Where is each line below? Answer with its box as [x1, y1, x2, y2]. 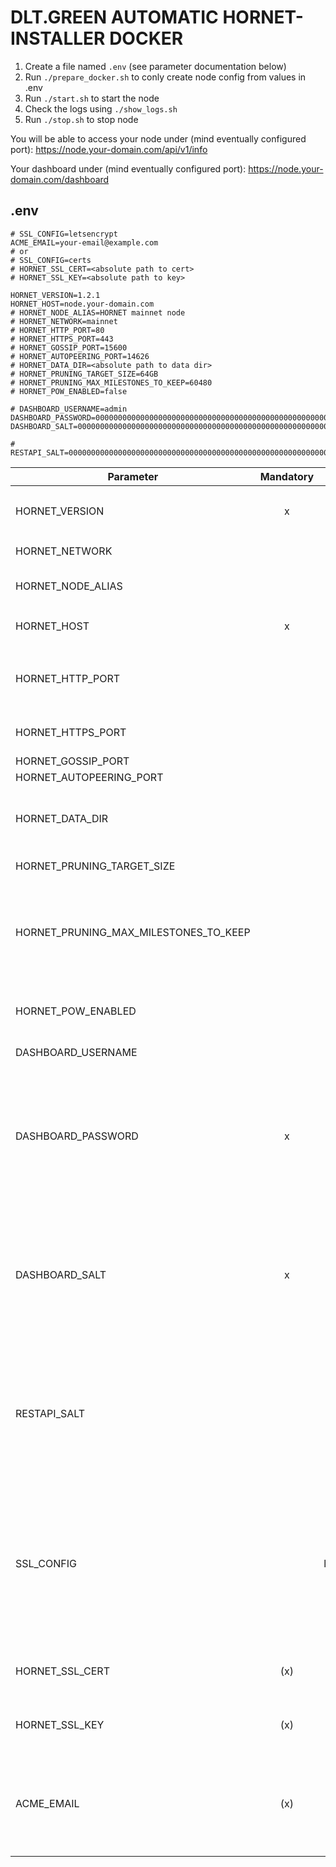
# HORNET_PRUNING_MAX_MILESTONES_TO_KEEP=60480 [10, 377, 213, 388]
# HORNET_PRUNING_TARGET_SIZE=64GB [10, 369, 159, 379]
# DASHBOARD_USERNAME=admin [10, 404, 128, 414]
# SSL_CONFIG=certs [10, 255, 92, 265]
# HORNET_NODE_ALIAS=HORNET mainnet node [10, 307, 186, 318]
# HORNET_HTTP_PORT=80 [10, 325, 105, 335]
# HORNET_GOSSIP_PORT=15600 [10, 342, 128, 353]
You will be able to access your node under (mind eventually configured [10, 132, 307, 145]
